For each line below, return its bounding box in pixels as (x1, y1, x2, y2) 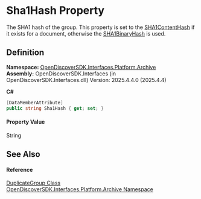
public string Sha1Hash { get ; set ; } (6, 105, 104, 112)
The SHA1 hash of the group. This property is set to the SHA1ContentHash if (6, 24, 195, 31)
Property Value (6, 118, 45, 125)
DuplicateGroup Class (6, 179, 61, 187)
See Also (6, 149, 40, 160)
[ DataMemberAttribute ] (6, 99, 63, 106)
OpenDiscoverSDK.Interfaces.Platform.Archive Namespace (6, 186, 154, 193)
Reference (6, 166, 33, 173)
